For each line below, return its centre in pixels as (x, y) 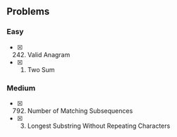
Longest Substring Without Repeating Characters (99, 126)
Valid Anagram (49, 54)
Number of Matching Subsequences (80, 111)
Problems (28, 12)
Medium (21, 88)
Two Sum (41, 69)
